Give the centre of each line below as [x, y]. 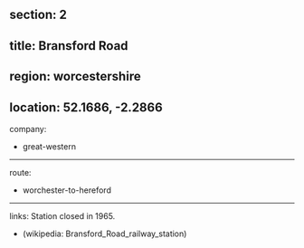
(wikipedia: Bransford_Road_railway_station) [104, 234]
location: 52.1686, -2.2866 [86, 107]
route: [20, 172]
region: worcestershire [76, 76]
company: [28, 129]
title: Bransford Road [69, 46]
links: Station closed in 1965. [62, 215]
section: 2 [38, 15]
